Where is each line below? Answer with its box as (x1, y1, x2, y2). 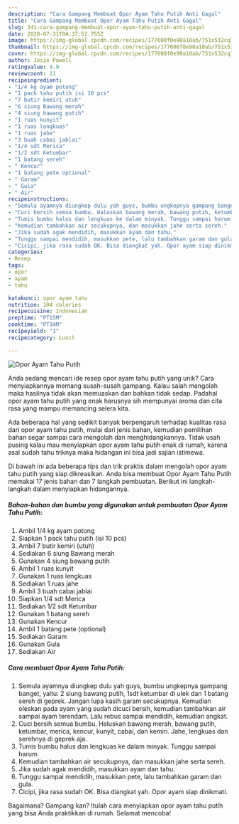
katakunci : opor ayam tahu (8, 295, 88, 302)
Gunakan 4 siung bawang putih (18, 556, 111, 565)
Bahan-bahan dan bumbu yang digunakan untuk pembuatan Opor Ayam (8, 501, 228, 509)
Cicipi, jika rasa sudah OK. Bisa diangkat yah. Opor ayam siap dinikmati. (18, 787, 228, 796)
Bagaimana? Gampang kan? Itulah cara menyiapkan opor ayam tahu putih (8, 801, 223, 810)
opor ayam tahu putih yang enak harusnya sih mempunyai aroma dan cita (8, 396, 223, 405)
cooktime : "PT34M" (8, 321, 62, 328)
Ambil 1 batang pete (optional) (18, 624, 106, 633)
